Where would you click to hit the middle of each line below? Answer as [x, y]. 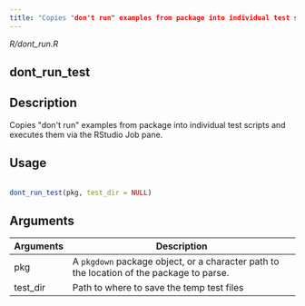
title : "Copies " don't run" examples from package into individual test [150, 18]
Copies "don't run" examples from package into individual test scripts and [148, 124]
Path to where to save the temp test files [158, 288]
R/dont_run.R [34, 44]
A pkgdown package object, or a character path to [176, 262]
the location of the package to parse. [151, 273]
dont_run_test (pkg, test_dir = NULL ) [81, 192]
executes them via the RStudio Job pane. [86, 134]
